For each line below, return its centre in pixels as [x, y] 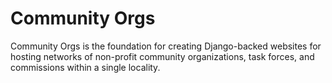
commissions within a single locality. [85, 67]
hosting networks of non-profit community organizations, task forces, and [162, 56]
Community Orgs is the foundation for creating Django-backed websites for [166, 46]
